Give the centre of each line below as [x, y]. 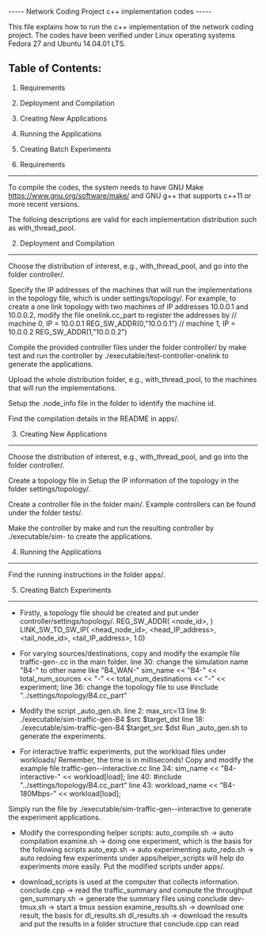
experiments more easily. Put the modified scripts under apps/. [122, 866]
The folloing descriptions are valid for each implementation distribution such [133, 219]
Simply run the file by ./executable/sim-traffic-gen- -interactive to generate [130, 808]
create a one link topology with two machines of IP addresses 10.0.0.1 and [128, 306]
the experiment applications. [55, 817]
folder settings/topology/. [49, 489]
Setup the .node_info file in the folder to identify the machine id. [112, 403]
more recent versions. [44, 204]
